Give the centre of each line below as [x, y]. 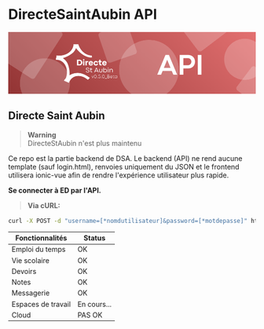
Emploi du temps [38, 250]
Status [95, 238]
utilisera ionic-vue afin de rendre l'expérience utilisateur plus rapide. [119, 175]
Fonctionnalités [41, 238]
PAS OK [90, 315]
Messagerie [31, 293]
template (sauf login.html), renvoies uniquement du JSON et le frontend [124, 166]
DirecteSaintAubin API [82, 15]
